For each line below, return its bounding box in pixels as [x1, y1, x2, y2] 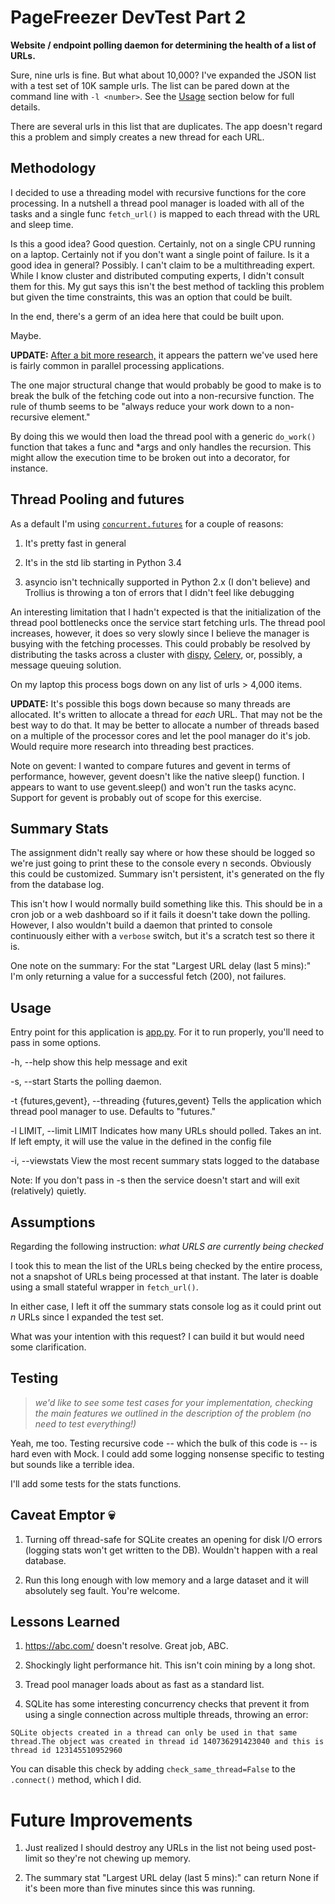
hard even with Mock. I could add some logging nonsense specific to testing [10, 1447, 325, 1460]
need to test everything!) [34, 1417, 137, 1430]
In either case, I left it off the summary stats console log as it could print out [10, 1301, 322, 1312]
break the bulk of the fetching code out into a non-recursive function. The [10, 389, 315, 401]
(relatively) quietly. [10, 1185, 87, 1197]
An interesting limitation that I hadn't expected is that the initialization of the [10, 606, 322, 618]
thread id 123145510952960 [10, 1746, 123, 1756]
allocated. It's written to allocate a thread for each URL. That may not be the [10, 708, 323, 720]
